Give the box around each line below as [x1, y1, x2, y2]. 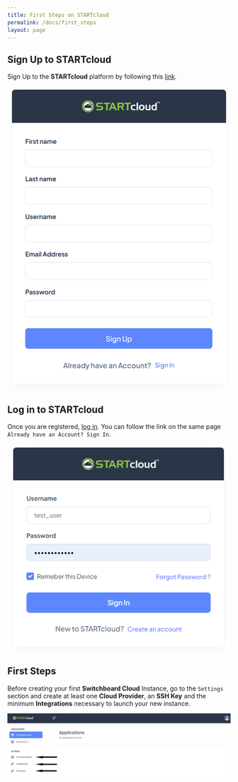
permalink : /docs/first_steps [7, 18, 97, 26]
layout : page [7, 26, 46, 33]
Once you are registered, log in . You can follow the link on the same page [7, 423, 222, 430]
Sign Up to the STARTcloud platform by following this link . [7, 72, 177, 81]
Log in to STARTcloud [7, 403, 104, 415]
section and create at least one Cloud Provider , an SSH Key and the [7, 691, 207, 700]
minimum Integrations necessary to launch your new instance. [7, 699, 191, 708]
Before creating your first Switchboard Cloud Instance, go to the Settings [7, 684, 224, 693]
